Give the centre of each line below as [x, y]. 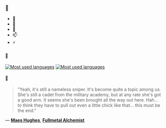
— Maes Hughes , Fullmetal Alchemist [45, 120]
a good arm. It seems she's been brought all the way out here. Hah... [88, 100]
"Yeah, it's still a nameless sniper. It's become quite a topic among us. [89, 89]
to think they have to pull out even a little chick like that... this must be [89, 105]
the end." [27, 110]
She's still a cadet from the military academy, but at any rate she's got [89, 95]
